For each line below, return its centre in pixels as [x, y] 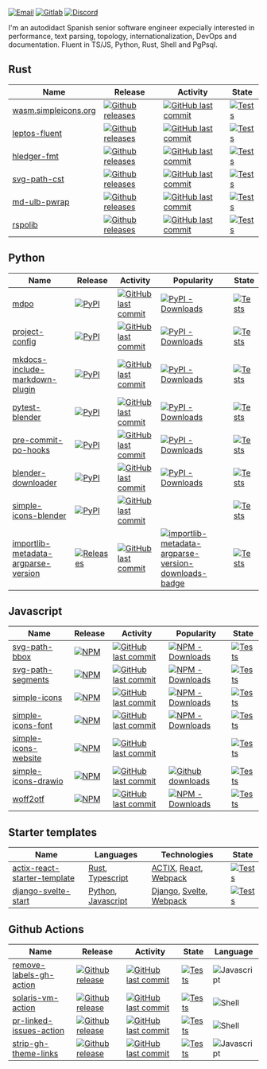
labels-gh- [33, 975]
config [24, 341]
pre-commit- [38, 440]
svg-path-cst [39, 179]
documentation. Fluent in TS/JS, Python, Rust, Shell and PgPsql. [113, 45]
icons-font [33, 725]
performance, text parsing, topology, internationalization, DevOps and [122, 36]
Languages [116, 855]
